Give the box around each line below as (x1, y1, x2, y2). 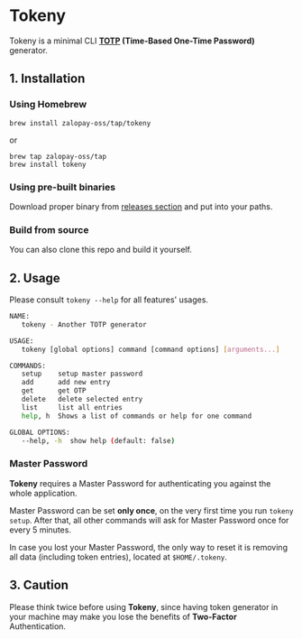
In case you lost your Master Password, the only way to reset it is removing (9, 542, 288, 552)
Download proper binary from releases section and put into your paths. (9, 200, 273, 212)
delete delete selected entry (21, 394, 143, 404)
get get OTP (21, 386, 87, 395)
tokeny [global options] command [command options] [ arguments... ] (21, 345, 280, 354)
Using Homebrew (9, 98, 87, 111)
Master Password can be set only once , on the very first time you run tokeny (9, 505, 294, 515)
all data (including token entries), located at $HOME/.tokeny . (9, 551, 228, 562)
